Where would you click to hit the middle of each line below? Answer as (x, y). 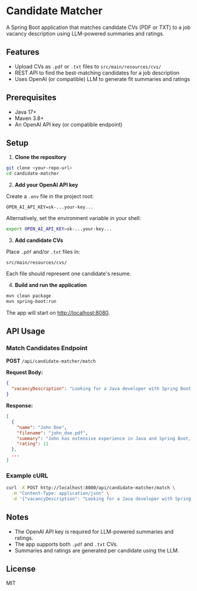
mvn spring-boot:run (32, 301)
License (21, 569)
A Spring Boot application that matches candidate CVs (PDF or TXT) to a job (98, 27)
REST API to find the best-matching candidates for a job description (97, 73)
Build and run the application (51, 285)
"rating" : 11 (33, 444)
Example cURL (27, 476)
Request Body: (24, 372)
